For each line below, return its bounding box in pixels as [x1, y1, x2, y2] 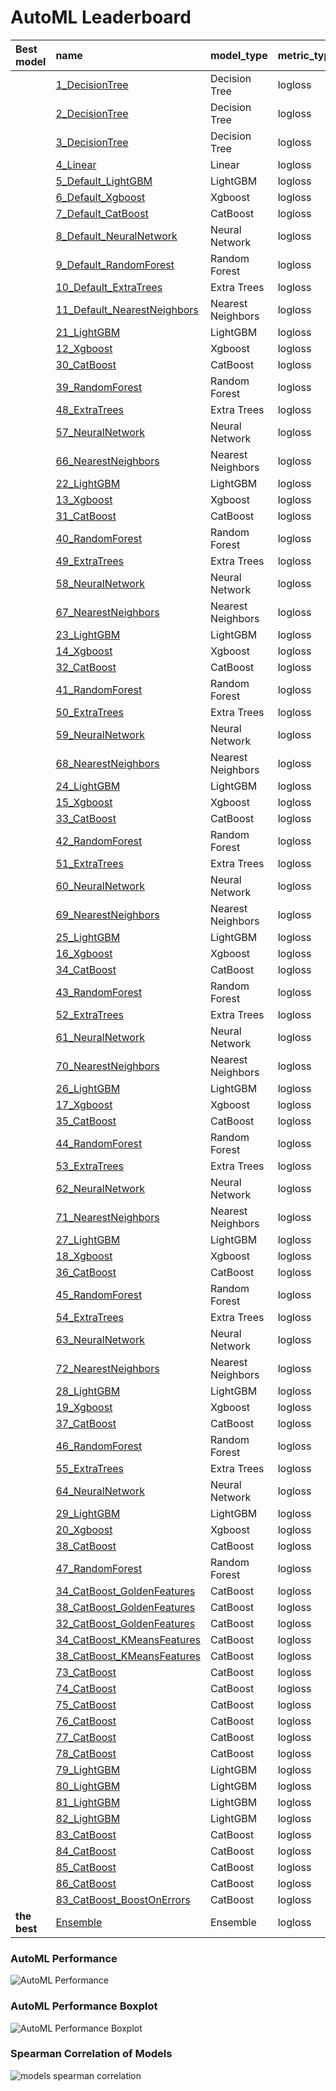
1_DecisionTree [55, 77, 129, 91]
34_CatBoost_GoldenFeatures [55, 1584, 196, 1598]
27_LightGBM [55, 1232, 121, 1246]
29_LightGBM [55, 1506, 121, 1520]
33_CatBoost [55, 811, 117, 825]
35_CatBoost [55, 1114, 117, 1128]
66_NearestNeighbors [55, 454, 160, 468]
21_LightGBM [55, 325, 121, 339]
